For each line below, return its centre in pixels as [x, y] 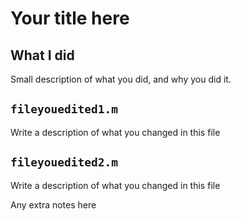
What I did [42, 55]
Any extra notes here [53, 204]
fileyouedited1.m [64, 109]
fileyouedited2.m [64, 162]
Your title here [70, 18]
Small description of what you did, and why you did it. [121, 79]
